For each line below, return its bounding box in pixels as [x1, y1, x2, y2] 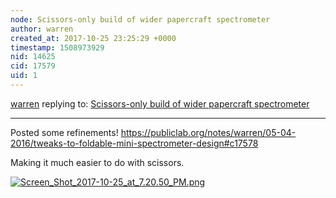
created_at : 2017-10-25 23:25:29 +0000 [10, 33, 177, 43]
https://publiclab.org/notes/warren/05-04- [120, 126, 297, 138]
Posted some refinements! [10, 126, 119, 138]
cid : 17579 [10, 61, 56, 71]
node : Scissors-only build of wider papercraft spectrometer [10, 14, 271, 25]
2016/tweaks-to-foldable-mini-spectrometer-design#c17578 [10, 137, 259, 149]
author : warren [10, 24, 74, 34]
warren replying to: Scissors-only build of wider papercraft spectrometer [10, 97, 310, 110]
